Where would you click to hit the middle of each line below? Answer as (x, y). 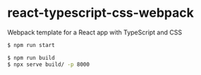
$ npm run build (31, 57)
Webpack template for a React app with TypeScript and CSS (95, 32)
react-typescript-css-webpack (100, 13)
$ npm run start (31, 45)
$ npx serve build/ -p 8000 (49, 64)
